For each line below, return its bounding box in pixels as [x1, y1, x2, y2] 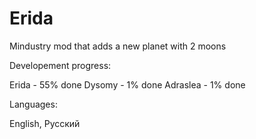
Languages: [9, 98, 58, 110]
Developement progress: [9, 59, 112, 71]
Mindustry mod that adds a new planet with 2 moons [9, 40, 227, 52]
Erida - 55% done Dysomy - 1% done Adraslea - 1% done [9, 78, 246, 91]
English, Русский [9, 117, 81, 129]
